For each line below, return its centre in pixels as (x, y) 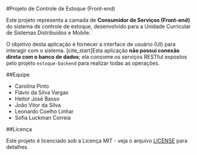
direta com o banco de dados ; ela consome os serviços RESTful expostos (97, 57)
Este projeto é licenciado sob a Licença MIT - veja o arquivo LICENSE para (97, 141)
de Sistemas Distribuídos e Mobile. (48, 33)
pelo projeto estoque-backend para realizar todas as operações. (83, 63)
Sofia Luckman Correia (43, 118)
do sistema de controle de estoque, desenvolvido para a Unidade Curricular (98, 26)
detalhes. (17, 147)
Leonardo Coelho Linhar (44, 111)
